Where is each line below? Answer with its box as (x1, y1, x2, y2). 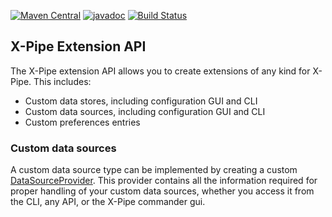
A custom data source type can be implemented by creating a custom (10, 164, 298, 176)
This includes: (33, 75, 92, 87)
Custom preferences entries (24, 116, 141, 128)
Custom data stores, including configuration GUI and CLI (24, 95, 258, 107)
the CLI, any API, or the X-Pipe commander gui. (10, 196, 206, 208)
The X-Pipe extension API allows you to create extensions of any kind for (10, 65, 311, 77)
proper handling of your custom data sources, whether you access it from (10, 185, 315, 197)
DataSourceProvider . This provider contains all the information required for (10, 175, 318, 187)
